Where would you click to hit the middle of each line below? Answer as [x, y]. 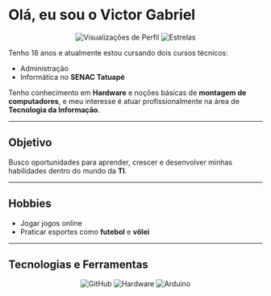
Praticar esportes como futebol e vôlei [85, 231]
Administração [44, 68]
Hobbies [30, 204]
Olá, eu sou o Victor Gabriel [102, 15]
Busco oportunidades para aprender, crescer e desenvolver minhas [120, 162]
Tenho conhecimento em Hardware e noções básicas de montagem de [127, 92]
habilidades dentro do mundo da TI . [68, 170]
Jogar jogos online [51, 223]
